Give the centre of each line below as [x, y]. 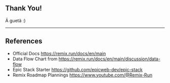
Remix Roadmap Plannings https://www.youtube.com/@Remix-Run [82, 75]
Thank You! [24, 8]
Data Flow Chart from [35, 59]
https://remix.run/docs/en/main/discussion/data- [110, 59]
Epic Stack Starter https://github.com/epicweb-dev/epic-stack [77, 69]
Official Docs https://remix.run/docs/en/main [59, 53]
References [24, 41]
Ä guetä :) [16, 20]
